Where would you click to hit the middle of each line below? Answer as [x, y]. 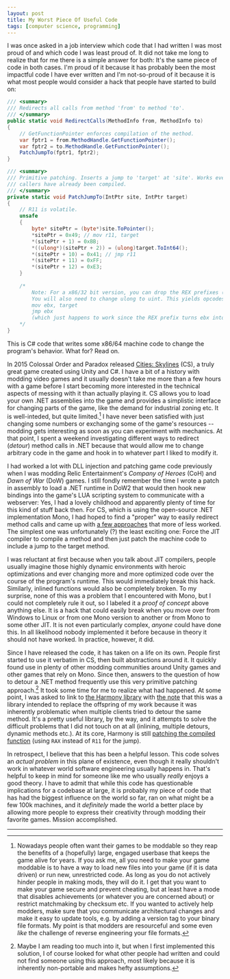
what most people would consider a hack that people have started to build [112, 82]
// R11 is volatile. [49, 209]
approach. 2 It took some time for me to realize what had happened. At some [114, 689]
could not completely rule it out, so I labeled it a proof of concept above [108, 602]
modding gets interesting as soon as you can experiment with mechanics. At [115, 431]
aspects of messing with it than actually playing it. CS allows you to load [109, 393]
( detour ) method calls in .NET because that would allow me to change [105, 445]
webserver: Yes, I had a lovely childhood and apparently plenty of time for [111, 502]
